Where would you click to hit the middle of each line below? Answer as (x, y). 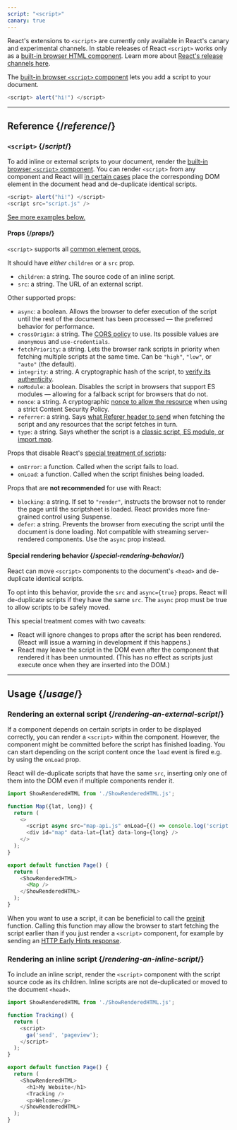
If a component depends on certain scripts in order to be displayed (104, 729)
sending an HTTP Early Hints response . (65, 940)
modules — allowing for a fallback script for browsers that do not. (113, 394)
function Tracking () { (41, 1015)
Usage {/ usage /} (45, 694)
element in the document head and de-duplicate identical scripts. (102, 184)
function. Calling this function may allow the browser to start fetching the (113, 926)
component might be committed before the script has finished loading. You (116, 744)
